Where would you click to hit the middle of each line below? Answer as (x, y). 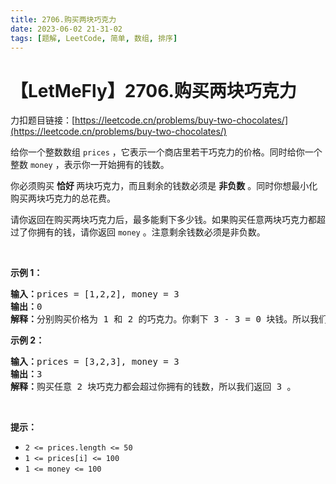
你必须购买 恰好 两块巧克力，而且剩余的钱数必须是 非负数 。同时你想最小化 (164, 186)
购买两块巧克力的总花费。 (63, 198)
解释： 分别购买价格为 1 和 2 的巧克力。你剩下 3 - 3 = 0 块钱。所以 (160, 319)
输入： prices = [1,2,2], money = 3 (95, 294)
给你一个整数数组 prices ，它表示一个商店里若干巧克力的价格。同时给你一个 (166, 152)
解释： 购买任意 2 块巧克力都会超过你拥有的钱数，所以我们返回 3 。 (153, 387)
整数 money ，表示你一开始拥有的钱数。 (90, 165)
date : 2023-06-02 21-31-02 (66, 29)
